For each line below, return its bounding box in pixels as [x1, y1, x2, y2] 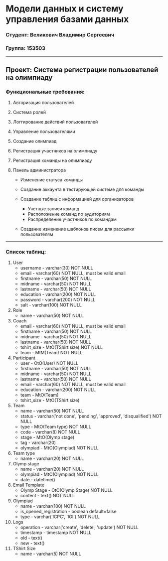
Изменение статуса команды [20, 177, 83, 183]
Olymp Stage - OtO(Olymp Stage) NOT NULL [20, 487, 113, 493]
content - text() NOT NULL [20, 493, 75, 499]
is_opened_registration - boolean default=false [20, 509, 117, 515]
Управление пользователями [12, 129, 75, 135]
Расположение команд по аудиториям [27, 211, 110, 217]
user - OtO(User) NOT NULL [20, 360, 79, 366]
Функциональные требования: [5, 88, 85, 95]
